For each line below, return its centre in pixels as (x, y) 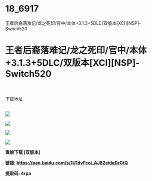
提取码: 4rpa (18, 173)
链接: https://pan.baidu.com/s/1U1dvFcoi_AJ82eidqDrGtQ (67, 163)
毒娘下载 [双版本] (23, 152)
